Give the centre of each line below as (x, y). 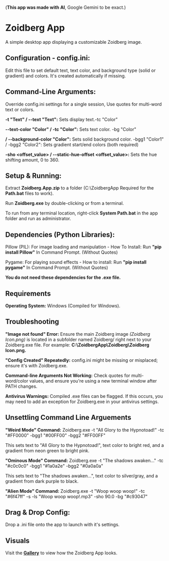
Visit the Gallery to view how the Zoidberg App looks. (61, 553)
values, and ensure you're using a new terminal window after (93, 381)
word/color (17, 381)
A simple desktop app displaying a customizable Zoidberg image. (74, 42)
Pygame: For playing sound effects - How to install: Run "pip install (76, 262)
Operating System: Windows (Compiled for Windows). (63, 306)
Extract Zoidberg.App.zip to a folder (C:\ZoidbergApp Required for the (80, 188)
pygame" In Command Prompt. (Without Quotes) (57, 268)
